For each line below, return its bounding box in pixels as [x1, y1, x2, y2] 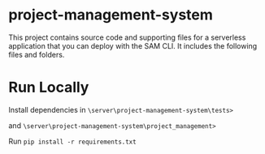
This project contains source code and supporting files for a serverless [8, 32, 246, 42]
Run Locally [8, 79, 89, 96]
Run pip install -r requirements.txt [8, 136, 137, 146]
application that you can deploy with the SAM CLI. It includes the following [8, 41, 258, 50]
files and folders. [8, 49, 65, 59]
